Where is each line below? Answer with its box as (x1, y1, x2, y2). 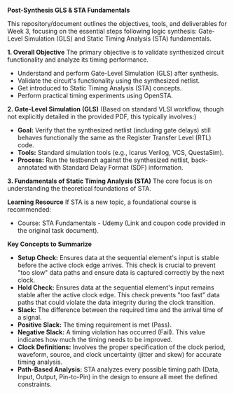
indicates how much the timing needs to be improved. (17, 336, 173, 344)
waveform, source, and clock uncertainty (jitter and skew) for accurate (17, 351, 222, 358)
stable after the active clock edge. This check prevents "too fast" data (17, 291, 220, 299)
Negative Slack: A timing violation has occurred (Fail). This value (17, 328, 205, 336)
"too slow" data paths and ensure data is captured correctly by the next (17, 269, 225, 276)
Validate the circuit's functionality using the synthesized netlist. (17, 76, 200, 85)
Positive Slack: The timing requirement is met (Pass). (17, 320, 172, 329)
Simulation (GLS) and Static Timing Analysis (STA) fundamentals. (24, 34, 212, 43)
